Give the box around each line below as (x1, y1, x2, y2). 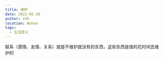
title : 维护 (5, 7, 28, 12)
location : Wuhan (5, 20, 38, 26)
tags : (5, 25, 16, 30)
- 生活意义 (9, 30, 29, 35)
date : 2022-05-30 (5, 12, 41, 17)
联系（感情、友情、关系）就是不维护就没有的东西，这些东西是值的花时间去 (5, 44, 155, 49)
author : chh (5, 16, 29, 21)
